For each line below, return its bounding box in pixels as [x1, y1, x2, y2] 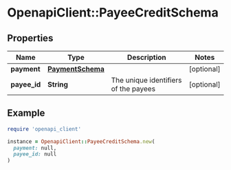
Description [126, 53, 166, 62]
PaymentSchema [47, 64, 104, 74]
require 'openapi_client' [7, 125, 81, 132]
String [47, 80, 69, 89]
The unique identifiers [111, 76, 182, 85]
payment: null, [13, 145, 57, 151]
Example [7, 107, 45, 119]
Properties [7, 32, 54, 44]
